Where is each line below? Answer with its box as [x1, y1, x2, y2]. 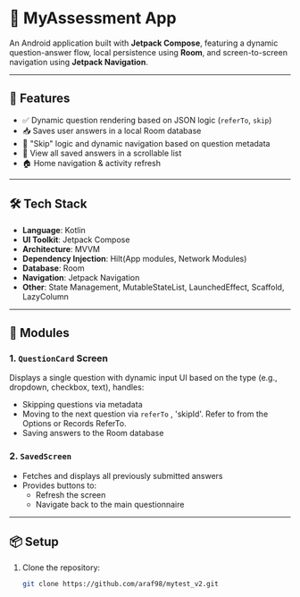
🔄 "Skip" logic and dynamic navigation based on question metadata [21, 138, 271, 148]
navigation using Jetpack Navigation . [9, 56, 149, 67]
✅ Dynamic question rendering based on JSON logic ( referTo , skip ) [21, 114, 272, 125]
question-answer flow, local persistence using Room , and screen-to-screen [9, 46, 288, 57]
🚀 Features [9, 91, 71, 106]
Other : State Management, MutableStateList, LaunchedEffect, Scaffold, [21, 282, 285, 292]
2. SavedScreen [9, 450, 72, 463]
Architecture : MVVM [21, 243, 101, 254]
